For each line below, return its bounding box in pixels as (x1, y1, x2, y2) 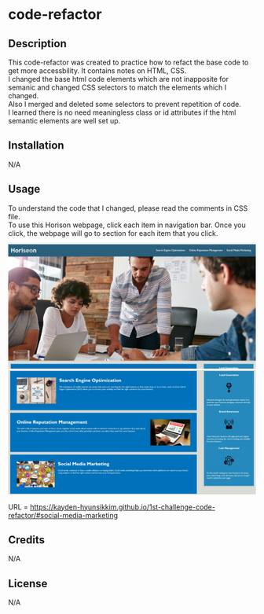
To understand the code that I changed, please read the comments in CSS (8, 203, 248, 213)
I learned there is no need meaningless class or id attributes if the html (8, 108, 236, 117)
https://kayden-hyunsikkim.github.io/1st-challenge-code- (30, 502, 216, 512)
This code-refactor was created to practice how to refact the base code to (8, 57, 249, 67)
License (8, 576, 48, 590)
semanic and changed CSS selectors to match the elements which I (8, 83, 227, 92)
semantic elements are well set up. (8, 116, 121, 125)
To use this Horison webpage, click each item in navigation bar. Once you (8, 220, 246, 230)
